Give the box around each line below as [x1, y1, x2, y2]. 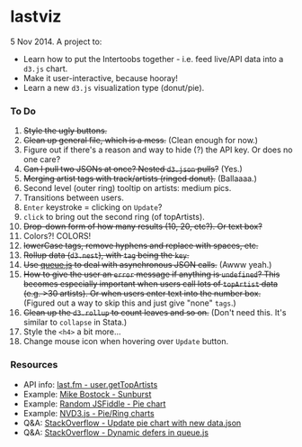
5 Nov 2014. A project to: [10, 36, 102, 47]
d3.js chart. [22, 63, 68, 74]
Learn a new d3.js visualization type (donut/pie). [22, 82, 205, 93]
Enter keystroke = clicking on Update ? [22, 202, 163, 213]
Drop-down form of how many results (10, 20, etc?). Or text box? [22, 221, 263, 232]
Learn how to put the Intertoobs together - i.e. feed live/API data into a [22, 53, 284, 64]
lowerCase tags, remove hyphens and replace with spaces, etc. [22, 241, 259, 251]
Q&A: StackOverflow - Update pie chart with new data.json [22, 417, 242, 428]
